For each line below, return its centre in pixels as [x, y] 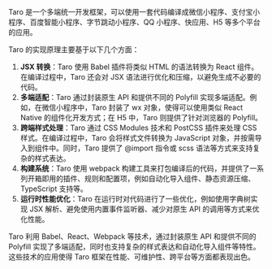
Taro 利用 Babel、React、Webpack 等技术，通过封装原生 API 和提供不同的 [133, 236]
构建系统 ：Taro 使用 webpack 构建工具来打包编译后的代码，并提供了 [135, 168]
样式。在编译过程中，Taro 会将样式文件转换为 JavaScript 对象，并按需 [138, 138]
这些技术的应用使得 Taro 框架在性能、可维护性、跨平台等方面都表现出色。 [132, 257]
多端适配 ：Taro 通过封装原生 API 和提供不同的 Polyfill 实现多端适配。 [135, 97]
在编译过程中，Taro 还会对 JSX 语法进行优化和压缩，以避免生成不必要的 [140, 77]
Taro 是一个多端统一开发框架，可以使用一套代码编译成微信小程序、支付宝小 [134, 12]
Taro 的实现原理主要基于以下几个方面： [74, 50]
